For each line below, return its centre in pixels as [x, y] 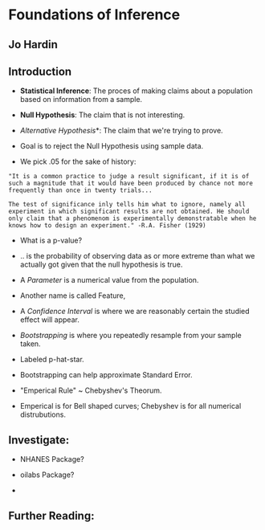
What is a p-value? [51, 241]
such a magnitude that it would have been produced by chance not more [130, 183]
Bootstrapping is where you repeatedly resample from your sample [131, 336]
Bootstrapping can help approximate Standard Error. [106, 375]
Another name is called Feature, [73, 296]
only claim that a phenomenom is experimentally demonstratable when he [132, 218]
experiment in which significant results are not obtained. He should [129, 212]
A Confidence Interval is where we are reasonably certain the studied [135, 312]
